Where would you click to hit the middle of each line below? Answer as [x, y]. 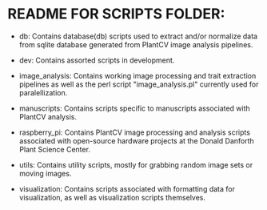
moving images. [45, 173]
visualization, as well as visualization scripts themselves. [112, 197]
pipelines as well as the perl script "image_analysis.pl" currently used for [139, 84]
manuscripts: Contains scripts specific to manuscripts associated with [135, 108]
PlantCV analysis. [48, 116]
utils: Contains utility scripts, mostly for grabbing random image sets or [136, 164]
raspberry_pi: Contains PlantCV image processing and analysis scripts [135, 132]
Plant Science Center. [55, 149]
